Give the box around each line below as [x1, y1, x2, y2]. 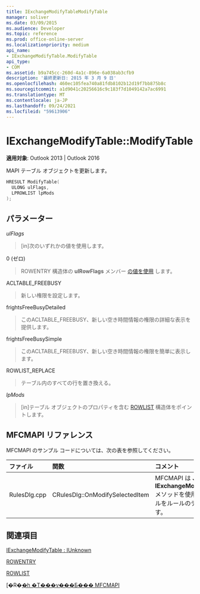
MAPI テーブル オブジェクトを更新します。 [6, 167, 110, 175]
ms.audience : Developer [6, 25, 65, 32]
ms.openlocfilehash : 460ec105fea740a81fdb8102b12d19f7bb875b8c [6, 81, 167, 87]
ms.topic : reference [6, 31, 58, 37]
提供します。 [20, 323, 52, 331]
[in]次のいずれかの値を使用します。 [20, 242, 107, 249]
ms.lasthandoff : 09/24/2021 [6, 102, 76, 109]
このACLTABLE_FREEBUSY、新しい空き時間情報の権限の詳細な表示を [20, 316, 191, 323]
